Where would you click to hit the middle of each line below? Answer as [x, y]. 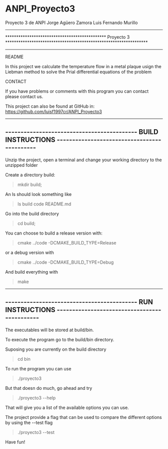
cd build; [26, 223]
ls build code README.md [44, 204]
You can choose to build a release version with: [54, 233]
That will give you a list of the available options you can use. [67, 407]
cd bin [24, 359]
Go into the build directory [32, 213]
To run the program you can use [38, 368]
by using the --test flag [29, 422]
